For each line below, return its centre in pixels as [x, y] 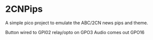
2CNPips [24, 9]
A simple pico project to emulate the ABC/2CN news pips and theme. [77, 23]
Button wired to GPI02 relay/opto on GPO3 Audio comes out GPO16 [75, 32]
